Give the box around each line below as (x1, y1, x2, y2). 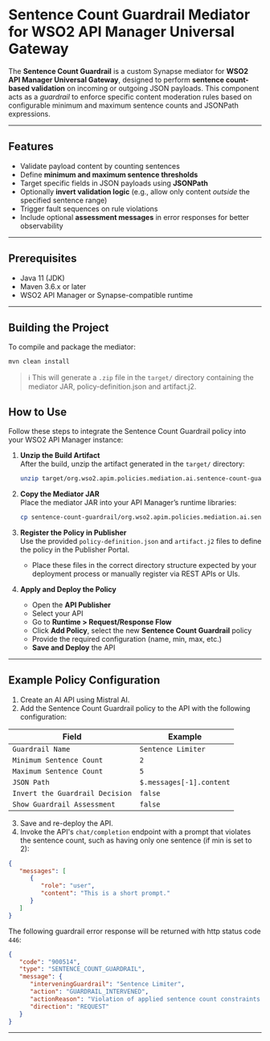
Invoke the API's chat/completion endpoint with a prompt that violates (19, 827, 252, 836)
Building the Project (8, 320, 109, 334)
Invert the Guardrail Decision (12, 789, 133, 798)
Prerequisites (8, 251, 77, 266)
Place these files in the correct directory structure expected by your (31, 560, 257, 569)
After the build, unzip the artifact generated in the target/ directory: (19, 459, 245, 469)
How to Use (8, 405, 67, 418)
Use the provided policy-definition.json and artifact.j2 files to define (19, 536, 262, 545)
